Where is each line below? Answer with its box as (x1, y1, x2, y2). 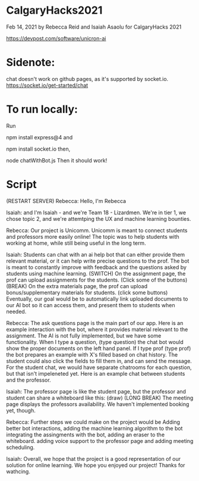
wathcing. (6, 468, 31, 475)
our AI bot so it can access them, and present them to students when (6, 301, 175, 308)
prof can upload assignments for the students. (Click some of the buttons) (6, 276, 188, 283)
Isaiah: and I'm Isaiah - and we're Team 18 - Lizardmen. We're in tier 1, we (6, 209, 186, 216)
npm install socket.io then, (6, 145, 71, 152)
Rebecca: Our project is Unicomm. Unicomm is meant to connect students (6, 227, 188, 234)
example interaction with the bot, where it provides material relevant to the (6, 326, 188, 333)
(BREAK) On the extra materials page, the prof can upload (6, 282, 147, 289)
